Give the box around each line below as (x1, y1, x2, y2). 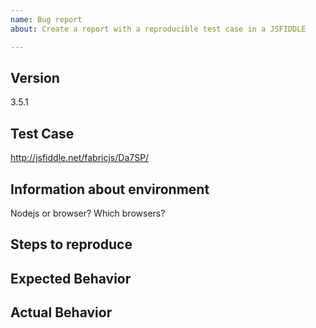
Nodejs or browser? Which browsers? (10, 207, 166, 219)
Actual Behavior (10, 304, 113, 321)
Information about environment (10, 181, 210, 198)
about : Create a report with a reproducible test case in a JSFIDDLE (10, 24, 307, 34)
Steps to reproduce (10, 236, 133, 253)
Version (10, 69, 60, 86)
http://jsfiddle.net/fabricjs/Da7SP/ (10, 152, 150, 164)
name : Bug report (10, 14, 83, 25)
